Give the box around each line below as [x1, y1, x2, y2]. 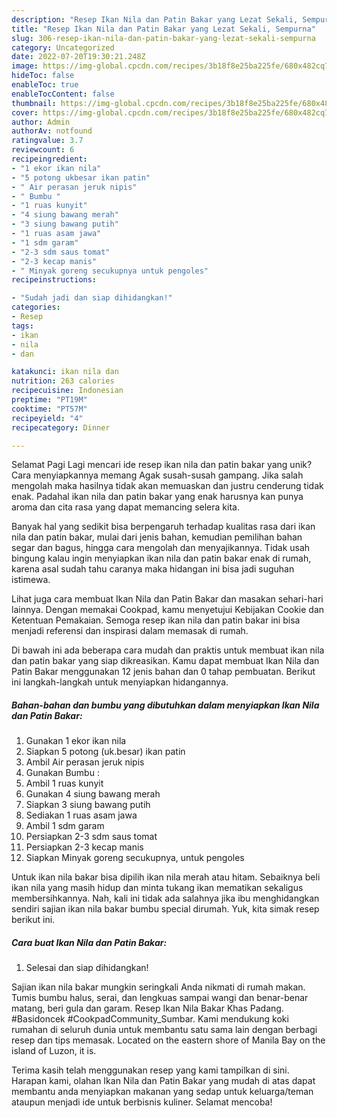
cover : [11, 107, 39, 118]
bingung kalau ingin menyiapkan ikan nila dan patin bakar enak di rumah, [11, 552, 312, 565]
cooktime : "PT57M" [11, 404, 88, 414]
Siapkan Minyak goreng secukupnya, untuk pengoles [25, 852, 245, 864]
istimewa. [11, 574, 51, 586]
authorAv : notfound [11, 126, 93, 136]
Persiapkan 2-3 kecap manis [25, 841, 144, 853]
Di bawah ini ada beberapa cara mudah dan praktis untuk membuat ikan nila [11, 644, 325, 656]
